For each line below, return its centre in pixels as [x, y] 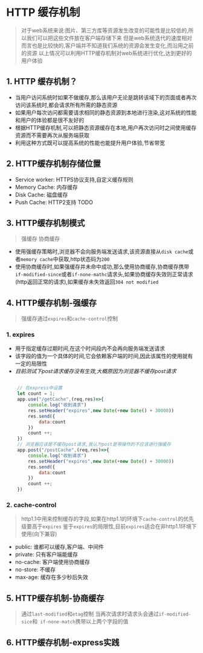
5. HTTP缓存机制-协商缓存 [55, 598]
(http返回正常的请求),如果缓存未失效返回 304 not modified [87, 282]
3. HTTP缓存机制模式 [46, 223]
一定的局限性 [31, 363]
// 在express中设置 [40, 388]
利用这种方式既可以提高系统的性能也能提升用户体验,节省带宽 [90, 142]
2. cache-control [31, 505]
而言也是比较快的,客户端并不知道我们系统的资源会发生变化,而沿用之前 [107, 45]
